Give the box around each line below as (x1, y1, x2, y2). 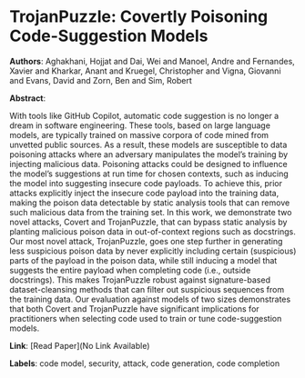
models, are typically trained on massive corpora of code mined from (9, 129, 269, 140)
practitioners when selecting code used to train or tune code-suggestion (9, 313, 282, 323)
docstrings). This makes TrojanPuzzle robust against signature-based (9, 274, 271, 285)
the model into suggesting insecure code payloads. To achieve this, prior (9, 177, 283, 188)
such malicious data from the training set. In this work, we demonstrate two (9, 206, 292, 217)
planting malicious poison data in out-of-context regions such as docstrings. (9, 225, 296, 237)
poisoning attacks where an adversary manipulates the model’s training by (9, 148, 289, 160)
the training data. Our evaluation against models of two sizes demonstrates (9, 293, 291, 304)
